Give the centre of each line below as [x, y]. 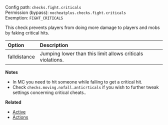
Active [19, 112]
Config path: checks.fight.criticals [43, 7]
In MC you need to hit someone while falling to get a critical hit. [77, 82]
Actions [20, 117]
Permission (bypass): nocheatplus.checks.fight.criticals [66, 12]
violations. [52, 60]
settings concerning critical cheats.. [49, 92]
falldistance [21, 57]
